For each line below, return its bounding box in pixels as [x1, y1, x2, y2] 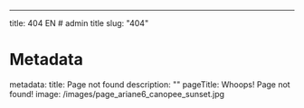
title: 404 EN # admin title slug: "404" [9, 18, 149, 28]
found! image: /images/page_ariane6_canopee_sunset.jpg [9, 88, 224, 99]
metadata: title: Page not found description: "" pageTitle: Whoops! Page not [9, 78, 291, 90]
